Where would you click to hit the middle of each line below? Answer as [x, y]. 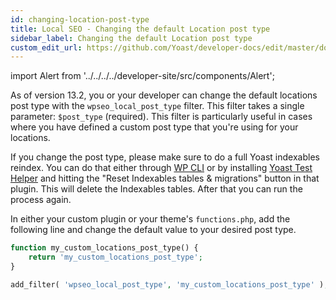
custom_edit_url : [46, 47]
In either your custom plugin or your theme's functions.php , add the [150, 219]
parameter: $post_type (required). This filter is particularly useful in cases [161, 117]
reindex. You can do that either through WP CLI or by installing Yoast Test [161, 168]
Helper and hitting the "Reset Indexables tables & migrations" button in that [165, 178]
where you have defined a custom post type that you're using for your [154, 127]
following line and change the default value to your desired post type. [153, 230]
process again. [41, 200]
